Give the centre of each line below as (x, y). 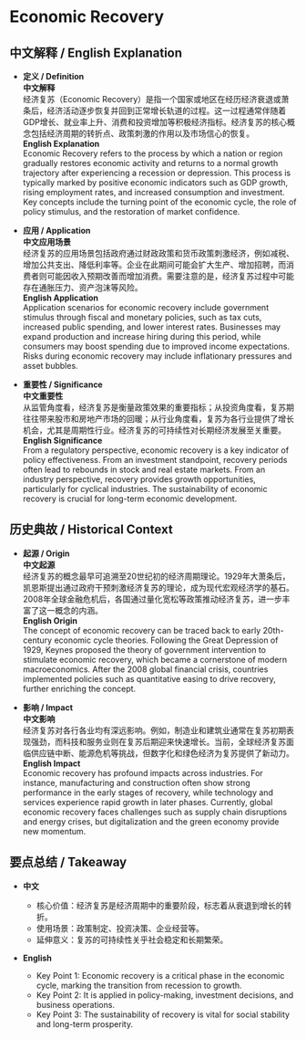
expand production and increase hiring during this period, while (142, 336)
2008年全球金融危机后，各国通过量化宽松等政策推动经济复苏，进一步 (152, 599)
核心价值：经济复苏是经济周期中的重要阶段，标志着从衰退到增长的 (160, 905)
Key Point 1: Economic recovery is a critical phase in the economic (160, 975)
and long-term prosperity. (85, 1023)
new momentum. (54, 831)
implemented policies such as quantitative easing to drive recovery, (149, 678)
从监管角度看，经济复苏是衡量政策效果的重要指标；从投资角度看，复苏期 (158, 407)
